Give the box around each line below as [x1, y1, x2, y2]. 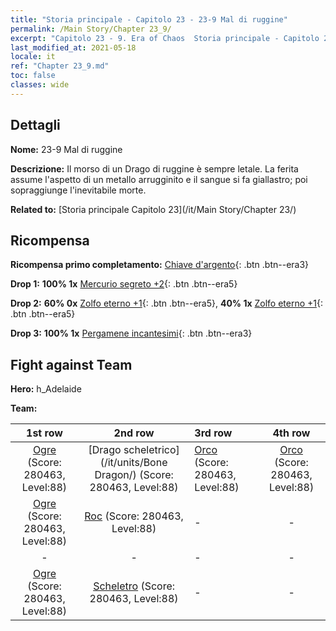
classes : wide [10, 80, 70, 90]
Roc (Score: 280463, [84, 509, 184, 523]
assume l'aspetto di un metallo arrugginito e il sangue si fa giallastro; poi [10, 173, 308, 185]
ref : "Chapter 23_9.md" [10, 61, 110, 71]
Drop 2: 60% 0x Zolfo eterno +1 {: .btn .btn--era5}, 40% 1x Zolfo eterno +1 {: [10, 297, 324, 310]
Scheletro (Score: [93, 579, 176, 593]
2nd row [113, 426, 155, 440]
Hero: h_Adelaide [10, 383, 82, 395]
